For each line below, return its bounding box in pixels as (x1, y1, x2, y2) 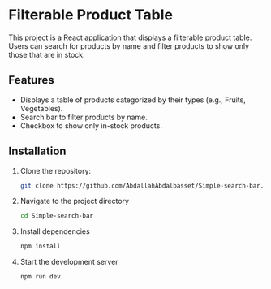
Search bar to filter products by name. (19, 112, 148, 122)
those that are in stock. (8, 50, 85, 59)
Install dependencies (19, 226, 91, 236)
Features (8, 73, 54, 87)
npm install (19, 242, 61, 251)
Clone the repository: (19, 166, 92, 175)
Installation (8, 144, 67, 158)
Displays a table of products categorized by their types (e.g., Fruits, (19, 95, 246, 105)
